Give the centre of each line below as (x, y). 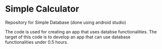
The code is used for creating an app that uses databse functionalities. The (81, 32)
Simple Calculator (42, 9)
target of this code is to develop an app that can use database (68, 37)
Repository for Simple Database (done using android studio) (66, 22)
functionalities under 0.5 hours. (37, 42)
